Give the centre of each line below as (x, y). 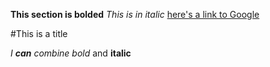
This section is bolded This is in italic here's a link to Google (135, 14)
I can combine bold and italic (71, 53)
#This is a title (39, 33)
